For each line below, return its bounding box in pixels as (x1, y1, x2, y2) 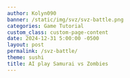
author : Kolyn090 (7, 9, 57, 17)
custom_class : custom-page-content (7, 28, 109, 36)
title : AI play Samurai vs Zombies (7, 60, 109, 67)
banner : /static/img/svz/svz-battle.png (7, 16, 125, 23)
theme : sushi (7, 54, 44, 61)
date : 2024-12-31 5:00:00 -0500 (7, 35, 99, 42)
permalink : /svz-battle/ (7, 48, 78, 55)
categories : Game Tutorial (7, 22, 84, 29)
